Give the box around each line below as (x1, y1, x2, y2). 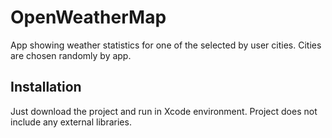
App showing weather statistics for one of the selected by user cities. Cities (10, 39, 322, 51)
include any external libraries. (10, 116, 132, 128)
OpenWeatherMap (10, 6, 167, 29)
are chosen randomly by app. (10, 49, 132, 61)
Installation (10, 79, 82, 96)
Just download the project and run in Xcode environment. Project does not (10, 105, 318, 117)
